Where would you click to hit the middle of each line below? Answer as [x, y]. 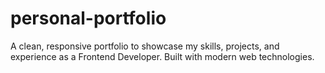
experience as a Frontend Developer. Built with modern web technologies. [162, 56]
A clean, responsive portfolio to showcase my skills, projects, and [145, 46]
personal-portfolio [88, 18]
